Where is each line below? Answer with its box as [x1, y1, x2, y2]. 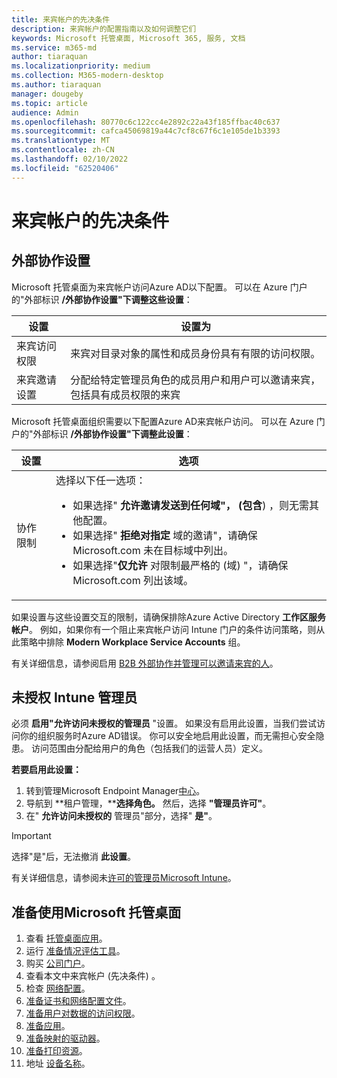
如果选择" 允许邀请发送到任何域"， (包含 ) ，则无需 [72, 498, 309, 512]
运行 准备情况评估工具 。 [25, 945, 126, 957]
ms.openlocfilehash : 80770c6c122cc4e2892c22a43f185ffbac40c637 [11, 117, 281, 127]
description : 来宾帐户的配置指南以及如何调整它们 [11, 24, 197, 34]
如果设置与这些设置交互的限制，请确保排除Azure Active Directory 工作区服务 [11, 611, 326, 623]
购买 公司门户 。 [25, 957, 91, 970]
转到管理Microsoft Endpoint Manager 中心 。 [25, 785, 206, 797]
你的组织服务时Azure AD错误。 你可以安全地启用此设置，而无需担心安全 [19, 730, 316, 742]
